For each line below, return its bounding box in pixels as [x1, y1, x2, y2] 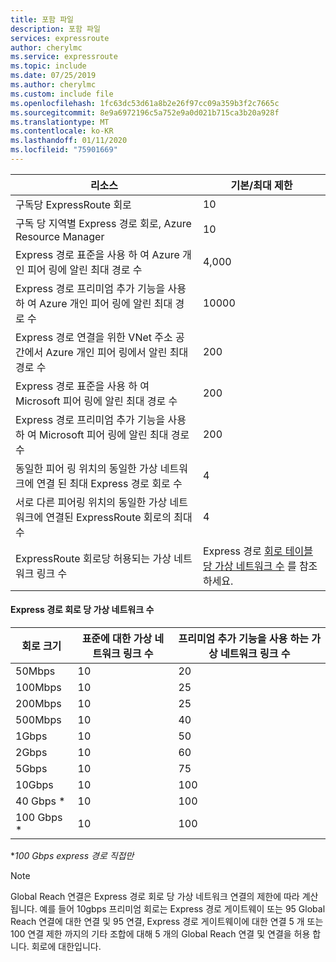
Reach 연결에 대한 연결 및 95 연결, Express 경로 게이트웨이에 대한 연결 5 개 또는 [10, 916, 324, 928]
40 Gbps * [15, 794, 66, 808]
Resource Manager [15, 229, 105, 243]
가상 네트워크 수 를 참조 [214, 559, 318, 573]
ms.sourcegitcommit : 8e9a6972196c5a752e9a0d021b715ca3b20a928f [10, 107, 280, 118]
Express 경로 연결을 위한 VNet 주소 [15, 330, 173, 344]
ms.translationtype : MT [10, 117, 110, 127]
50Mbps [15, 664, 56, 678]
